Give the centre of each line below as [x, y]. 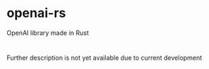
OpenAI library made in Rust [48, 33]
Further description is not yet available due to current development [104, 58]
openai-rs [36, 13]
